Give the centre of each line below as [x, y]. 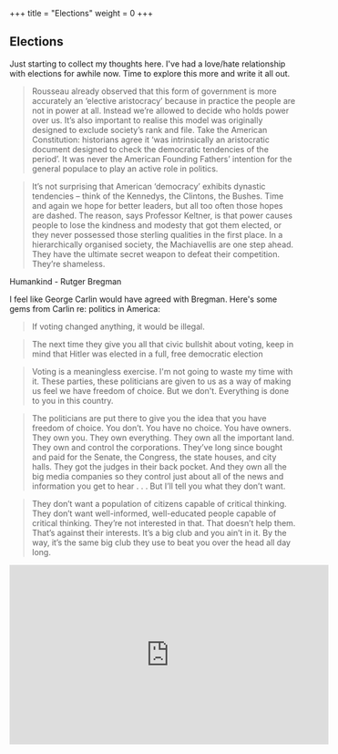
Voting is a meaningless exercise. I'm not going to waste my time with [162, 371]
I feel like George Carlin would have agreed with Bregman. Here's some [143, 299]
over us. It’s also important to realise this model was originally [147, 120]
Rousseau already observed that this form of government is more [154, 91]
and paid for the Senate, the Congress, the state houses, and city [154, 457]
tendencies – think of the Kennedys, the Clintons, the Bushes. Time [158, 196]
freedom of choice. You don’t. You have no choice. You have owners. [161, 428]
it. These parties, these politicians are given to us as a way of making [161, 381]
